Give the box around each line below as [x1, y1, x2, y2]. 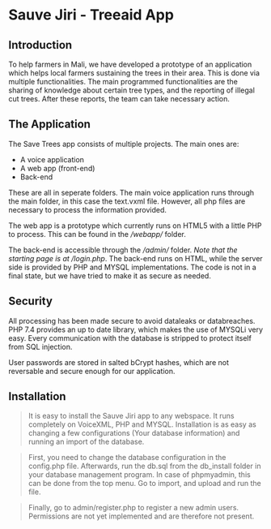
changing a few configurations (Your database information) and [28, 428, 240, 438]
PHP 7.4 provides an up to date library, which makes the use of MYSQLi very [8, 325, 264, 334]
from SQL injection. [8, 342, 73, 351]
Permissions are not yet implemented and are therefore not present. [28, 511, 255, 521]
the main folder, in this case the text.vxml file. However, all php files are [8, 196, 246, 206]
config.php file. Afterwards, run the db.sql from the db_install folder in [28, 461, 261, 471]
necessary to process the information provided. [8, 204, 167, 214]
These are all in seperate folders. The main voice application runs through [8, 187, 255, 197]
